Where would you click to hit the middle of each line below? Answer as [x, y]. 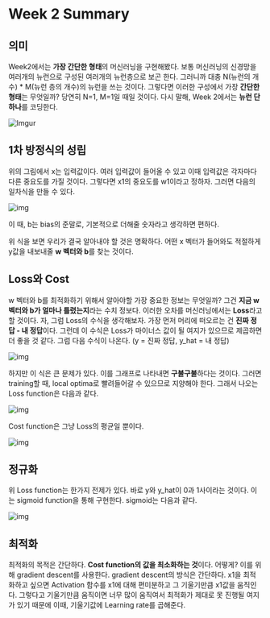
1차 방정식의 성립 [48, 150]
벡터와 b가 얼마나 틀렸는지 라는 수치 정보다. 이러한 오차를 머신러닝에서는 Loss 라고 [135, 310]
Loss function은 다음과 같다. [54, 393]
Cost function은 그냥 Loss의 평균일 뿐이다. [76, 426]
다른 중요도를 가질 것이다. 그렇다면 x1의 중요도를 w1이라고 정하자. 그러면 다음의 [132, 181]
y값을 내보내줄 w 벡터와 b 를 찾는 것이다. [71, 251]
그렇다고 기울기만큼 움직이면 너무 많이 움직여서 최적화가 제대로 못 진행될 [132, 595]
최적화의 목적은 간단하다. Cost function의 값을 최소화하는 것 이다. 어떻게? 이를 [131, 565]
